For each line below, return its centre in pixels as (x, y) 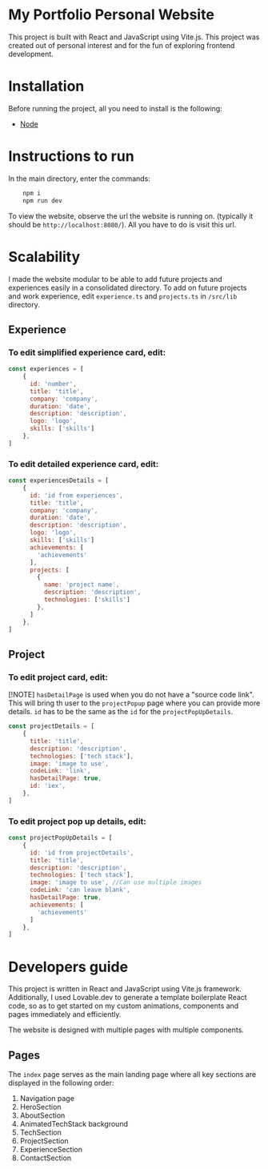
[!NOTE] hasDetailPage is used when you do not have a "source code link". (131, 695)
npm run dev (42, 201)
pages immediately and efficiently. (65, 1014)
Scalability (44, 257)
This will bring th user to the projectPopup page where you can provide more (134, 703)
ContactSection (46, 1158)
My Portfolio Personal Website (111, 15)
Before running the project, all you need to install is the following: (115, 108)
